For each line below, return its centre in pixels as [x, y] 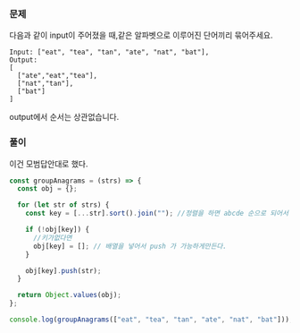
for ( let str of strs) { [63, 205]
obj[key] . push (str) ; [63, 270]
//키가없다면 [52, 238]
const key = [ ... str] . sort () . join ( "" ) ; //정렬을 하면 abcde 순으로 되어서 [157, 213]
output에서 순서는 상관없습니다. [64, 117]
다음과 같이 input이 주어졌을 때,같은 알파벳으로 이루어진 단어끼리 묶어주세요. [141, 35]
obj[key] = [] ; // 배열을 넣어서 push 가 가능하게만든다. [130, 246]
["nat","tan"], [46, 84]
